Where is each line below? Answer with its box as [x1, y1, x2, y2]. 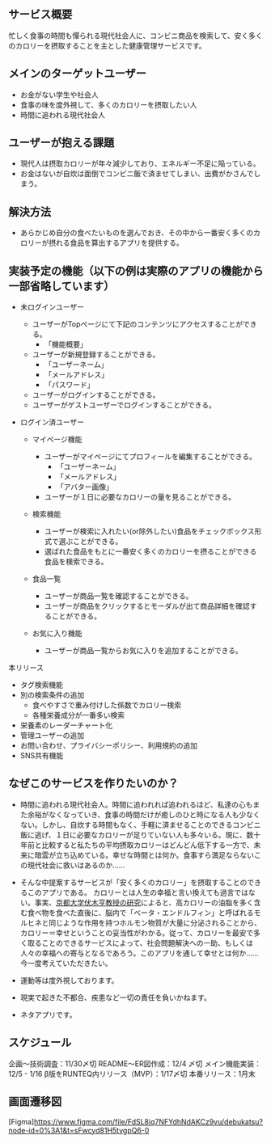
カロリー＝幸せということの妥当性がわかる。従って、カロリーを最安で [19, 928, 254, 938]
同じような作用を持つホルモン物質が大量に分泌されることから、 [48, 917, 261, 927]
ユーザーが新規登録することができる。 [32, 350, 160, 360]
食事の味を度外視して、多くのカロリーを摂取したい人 [19, 99, 197, 109]
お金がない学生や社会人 [19, 90, 99, 99]
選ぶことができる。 [58, 537, 123, 546]
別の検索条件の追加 [19, 690, 85, 700]
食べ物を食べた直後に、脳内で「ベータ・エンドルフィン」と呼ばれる [27, 908, 255, 917]
